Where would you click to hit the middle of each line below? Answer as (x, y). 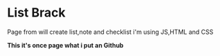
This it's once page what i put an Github (65, 45)
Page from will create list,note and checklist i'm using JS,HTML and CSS (110, 32)
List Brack (36, 13)
